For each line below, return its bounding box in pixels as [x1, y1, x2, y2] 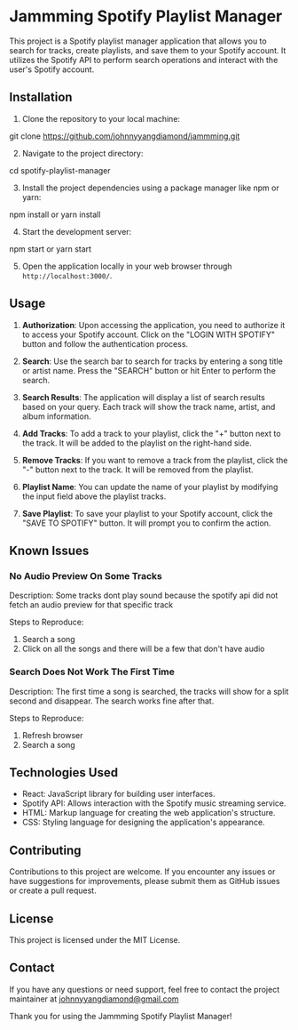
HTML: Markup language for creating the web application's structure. [21, 808, 276, 818]
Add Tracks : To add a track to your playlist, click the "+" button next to [21, 428, 281, 439]
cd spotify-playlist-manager [9, 165, 111, 175]
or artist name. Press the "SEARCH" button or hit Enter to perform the [21, 365, 277, 375]
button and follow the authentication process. [21, 338, 189, 349]
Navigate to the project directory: [21, 148, 144, 158]
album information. [21, 411, 91, 422]
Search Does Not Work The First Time [9, 665, 176, 678]
